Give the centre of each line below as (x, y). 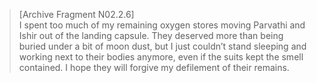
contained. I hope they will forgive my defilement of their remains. (154, 67)
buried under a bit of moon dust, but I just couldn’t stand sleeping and (162, 46)
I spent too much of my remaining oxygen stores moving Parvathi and (162, 25)
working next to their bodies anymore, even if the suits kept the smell (161, 57)
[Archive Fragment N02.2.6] (76, 14)
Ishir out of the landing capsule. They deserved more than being (151, 35)
